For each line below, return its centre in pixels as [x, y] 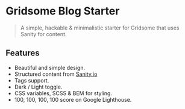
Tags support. [32, 80]
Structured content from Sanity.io [56, 74]
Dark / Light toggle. [38, 87]
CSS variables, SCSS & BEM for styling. [63, 93]
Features [23, 53]
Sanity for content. [43, 34]
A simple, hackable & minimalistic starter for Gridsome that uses [100, 28]
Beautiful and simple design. [50, 67]
